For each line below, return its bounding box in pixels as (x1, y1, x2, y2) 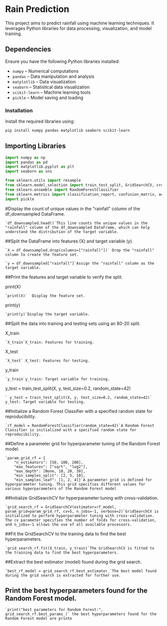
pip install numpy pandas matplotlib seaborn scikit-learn (5, 128, 130, 133)
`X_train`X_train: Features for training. (5, 339, 94, 345)
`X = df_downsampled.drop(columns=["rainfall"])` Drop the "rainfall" (5, 248, 155, 253)
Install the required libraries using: (5, 118, 75, 124)
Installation (5, 107, 33, 114)
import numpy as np (5, 155, 46, 160)
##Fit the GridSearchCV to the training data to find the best (5, 531, 126, 537)
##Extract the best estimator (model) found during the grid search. (5, 559, 142, 565)
